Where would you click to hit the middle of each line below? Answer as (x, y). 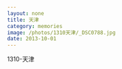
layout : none (26, 13)
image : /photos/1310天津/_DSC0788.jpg (61, 32)
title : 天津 (23, 20)
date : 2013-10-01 (32, 39)
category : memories (35, 26)
